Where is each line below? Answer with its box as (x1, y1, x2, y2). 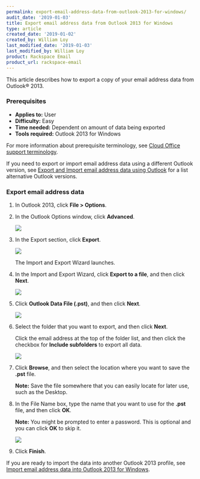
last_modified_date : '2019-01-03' (6, 43, 93, 49)
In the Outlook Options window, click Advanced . (14, 213, 135, 221)
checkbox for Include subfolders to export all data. (14, 341, 142, 348)
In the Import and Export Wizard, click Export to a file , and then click (14, 271, 185, 278)
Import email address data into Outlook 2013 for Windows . (6, 466, 150, 473)
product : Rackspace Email (6, 54, 71, 60)
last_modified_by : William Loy (6, 48, 85, 54)
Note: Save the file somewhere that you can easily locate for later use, (14, 382, 189, 389)
